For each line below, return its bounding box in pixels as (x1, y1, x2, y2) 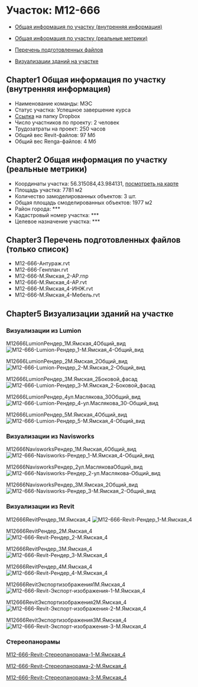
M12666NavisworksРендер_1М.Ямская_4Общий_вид (6, 446, 137, 453)
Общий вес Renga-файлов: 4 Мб (14, 138, 96, 145)
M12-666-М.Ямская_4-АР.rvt (14, 279, 87, 286)
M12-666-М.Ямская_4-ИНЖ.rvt (14, 285, 93, 292)
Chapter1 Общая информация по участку (6, 75, 166, 85)
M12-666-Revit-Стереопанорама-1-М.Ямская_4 (6, 651, 126, 658)
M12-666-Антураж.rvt (14, 260, 70, 267)
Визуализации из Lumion (6, 326, 82, 335)
